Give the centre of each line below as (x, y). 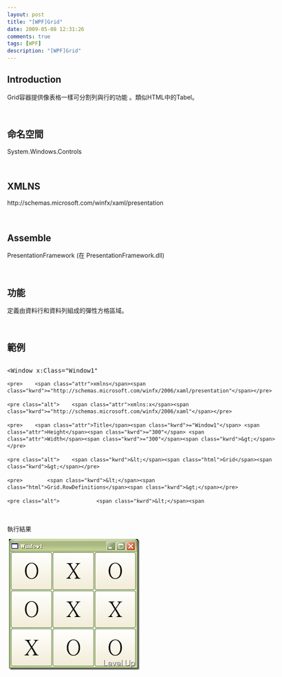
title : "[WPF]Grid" (35, 22)
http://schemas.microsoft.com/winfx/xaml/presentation (85, 203)
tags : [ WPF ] (24, 44)
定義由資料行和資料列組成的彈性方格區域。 (67, 311)
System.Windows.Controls (45, 151)
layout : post (26, 14)
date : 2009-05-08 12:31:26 (46, 29)
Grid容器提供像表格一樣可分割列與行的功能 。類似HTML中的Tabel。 (102, 97)
